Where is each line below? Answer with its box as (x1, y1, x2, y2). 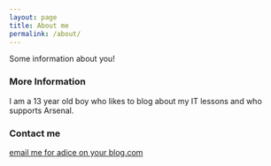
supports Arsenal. (9, 105, 74, 116)
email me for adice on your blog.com (9, 147, 143, 157)
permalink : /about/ (9, 29, 81, 38)
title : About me (9, 21, 69, 30)
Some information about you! (9, 54, 115, 64)
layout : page (9, 12, 58, 22)
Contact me (9, 127, 61, 140)
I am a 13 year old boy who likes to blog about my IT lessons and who (9, 95, 263, 106)
